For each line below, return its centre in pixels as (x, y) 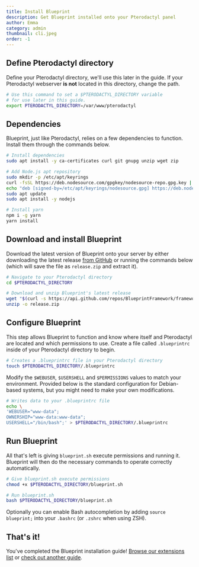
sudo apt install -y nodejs (41, 199)
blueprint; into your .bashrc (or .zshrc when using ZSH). (76, 518)
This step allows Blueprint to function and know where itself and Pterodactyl (99, 337)
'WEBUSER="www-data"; (33, 412)
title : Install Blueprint (38, 12)
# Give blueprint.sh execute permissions (58, 479)
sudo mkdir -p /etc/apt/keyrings (47, 177)
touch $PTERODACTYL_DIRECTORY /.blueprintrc (61, 366)
